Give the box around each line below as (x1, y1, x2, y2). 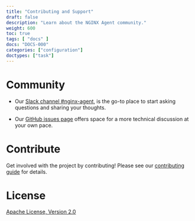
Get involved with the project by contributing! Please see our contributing (6, 162, 185, 169)
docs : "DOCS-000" (6, 42, 49, 48)
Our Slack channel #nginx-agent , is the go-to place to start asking (14, 97, 176, 105)
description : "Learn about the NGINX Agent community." (6, 19, 147, 25)
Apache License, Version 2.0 (6, 208, 76, 216)
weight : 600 (6, 25, 35, 31)
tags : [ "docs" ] (6, 36, 49, 42)
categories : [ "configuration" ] (6, 47, 83, 53)
